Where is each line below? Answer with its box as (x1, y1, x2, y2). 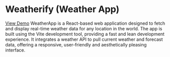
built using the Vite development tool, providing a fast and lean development (5, 31, 165, 37)
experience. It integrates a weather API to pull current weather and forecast (5, 36, 163, 42)
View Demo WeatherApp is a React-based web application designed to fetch (5, 20, 165, 26)
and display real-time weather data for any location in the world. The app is (5, 25, 162, 31)
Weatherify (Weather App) (5, 4, 120, 15)
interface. (5, 47, 25, 53)
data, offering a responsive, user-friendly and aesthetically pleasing (5, 41, 147, 47)
